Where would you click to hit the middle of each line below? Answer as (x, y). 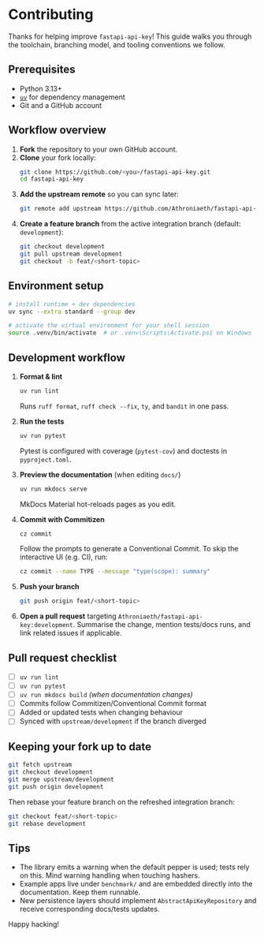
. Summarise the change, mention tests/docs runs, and (162, 625)
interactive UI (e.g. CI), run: (63, 557)
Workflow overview (57, 131)
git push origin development (56, 786)
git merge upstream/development (61, 779)
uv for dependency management (72, 97)
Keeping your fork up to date (80, 747)
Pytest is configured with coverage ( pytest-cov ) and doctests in (123, 450)
